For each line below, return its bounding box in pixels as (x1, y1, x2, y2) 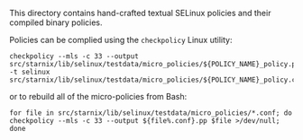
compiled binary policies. (9, 17, 103, 28)
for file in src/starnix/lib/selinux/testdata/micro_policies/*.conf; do (9, 109, 293, 118)
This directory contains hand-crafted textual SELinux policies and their (9, 8, 271, 18)
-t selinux (9, 67, 50, 76)
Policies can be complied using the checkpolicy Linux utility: (9, 35, 233, 45)
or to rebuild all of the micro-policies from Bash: (9, 92, 188, 101)
